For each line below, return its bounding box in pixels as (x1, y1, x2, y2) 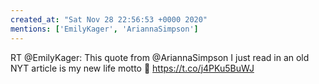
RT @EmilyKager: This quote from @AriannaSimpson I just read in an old (10, 51, 310, 63)
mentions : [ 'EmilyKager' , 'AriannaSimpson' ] (10, 24, 199, 34)
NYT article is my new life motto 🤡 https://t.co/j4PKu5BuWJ (10, 62, 255, 74)
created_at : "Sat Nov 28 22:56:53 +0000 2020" (10, 14, 208, 25)
